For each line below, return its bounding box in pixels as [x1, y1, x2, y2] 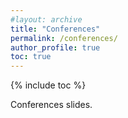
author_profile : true [10, 42, 101, 53]
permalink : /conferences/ [10, 33, 118, 43]
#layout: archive [10, 14, 83, 25]
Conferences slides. [10, 99, 93, 111]
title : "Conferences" [10, 24, 101, 34]
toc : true [10, 52, 52, 62]
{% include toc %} [10, 79, 87, 91]
